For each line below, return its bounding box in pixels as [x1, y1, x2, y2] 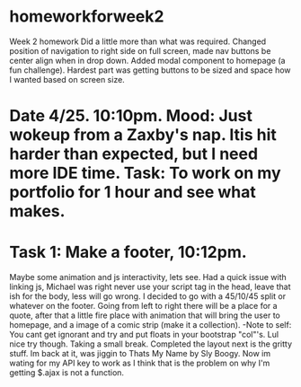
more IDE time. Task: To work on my [9, 163, 281, 183]
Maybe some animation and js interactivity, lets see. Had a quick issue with [9, 272, 288, 283]
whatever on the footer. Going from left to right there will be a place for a [9, 301, 278, 312]
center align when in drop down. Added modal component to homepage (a [9, 55, 286, 66]
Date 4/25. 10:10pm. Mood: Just [9, 106, 253, 127]
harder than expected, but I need [9, 144, 259, 164]
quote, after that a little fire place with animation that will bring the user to [9, 310, 280, 321]
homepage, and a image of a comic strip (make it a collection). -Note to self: [9, 320, 292, 330]
